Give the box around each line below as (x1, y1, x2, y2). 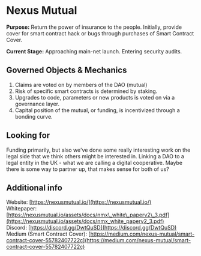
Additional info (6, 182, 63, 192)
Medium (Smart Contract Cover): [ (6, 230, 91, 237)
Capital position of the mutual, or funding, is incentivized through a (14, 106, 180, 114)
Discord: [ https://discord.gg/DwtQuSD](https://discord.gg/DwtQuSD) (6, 224, 177, 231)
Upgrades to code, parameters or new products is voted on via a (14, 94, 175, 101)
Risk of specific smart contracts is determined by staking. (14, 88, 158, 95)
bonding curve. (14, 113, 53, 120)
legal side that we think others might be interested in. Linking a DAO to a (6, 152, 185, 159)
